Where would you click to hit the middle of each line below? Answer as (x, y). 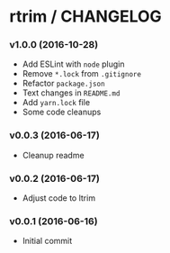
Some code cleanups (62, 112)
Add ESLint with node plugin (73, 64)
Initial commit (47, 241)
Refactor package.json (63, 84)
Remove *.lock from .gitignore (82, 74)
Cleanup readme (53, 155)
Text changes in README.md (71, 93)
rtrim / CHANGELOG (85, 17)
